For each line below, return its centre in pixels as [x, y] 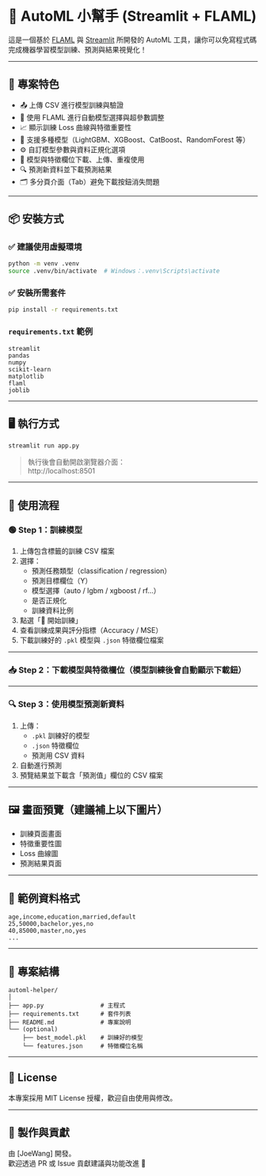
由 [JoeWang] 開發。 [42, 1153]
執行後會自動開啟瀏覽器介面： [76, 462]
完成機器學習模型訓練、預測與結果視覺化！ [78, 49]
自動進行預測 [40, 765]
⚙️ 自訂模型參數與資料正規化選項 [72, 149]
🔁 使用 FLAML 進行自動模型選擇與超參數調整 [92, 117]
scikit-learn [30, 369]
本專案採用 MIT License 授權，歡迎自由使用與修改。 [93, 1098]
